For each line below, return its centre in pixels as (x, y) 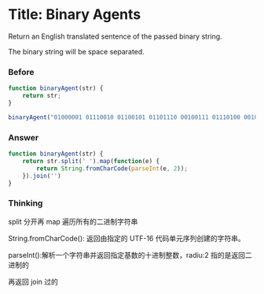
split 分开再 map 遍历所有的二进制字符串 (73, 221)
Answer (24, 137)
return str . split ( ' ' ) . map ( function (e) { (91, 161)
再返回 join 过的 (33, 281)
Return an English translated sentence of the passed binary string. (115, 36)
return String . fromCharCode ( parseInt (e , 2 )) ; (112, 168)
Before (21, 72)
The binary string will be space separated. (77, 51)
